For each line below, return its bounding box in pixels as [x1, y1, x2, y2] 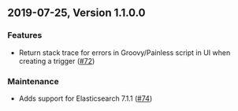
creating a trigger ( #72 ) [18, 56, 95, 65]
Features [7, 30, 43, 41]
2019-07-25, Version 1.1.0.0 [7, 6, 146, 20]
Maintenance [7, 76, 60, 87]
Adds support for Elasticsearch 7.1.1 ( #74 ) [18, 94, 153, 103]
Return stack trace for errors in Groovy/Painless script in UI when [18, 47, 231, 57]
